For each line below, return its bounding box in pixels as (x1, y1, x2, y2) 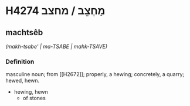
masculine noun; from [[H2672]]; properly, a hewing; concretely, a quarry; (5, 71, 185, 78)
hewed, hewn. (5, 77, 40, 84)
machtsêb (5, 28, 43, 37)
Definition (5, 57, 35, 66)
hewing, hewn (13, 88, 48, 95)
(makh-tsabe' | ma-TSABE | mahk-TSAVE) (5, 43, 108, 50)
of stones (22, 95, 46, 102)
